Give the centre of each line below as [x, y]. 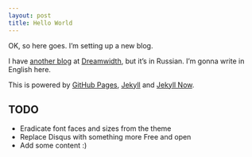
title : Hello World [41, 23]
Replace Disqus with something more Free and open [105, 137]
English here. [30, 69]
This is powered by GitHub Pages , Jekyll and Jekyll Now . [101, 85]
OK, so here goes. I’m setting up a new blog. [81, 45]
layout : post [30, 15]
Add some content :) [53, 146]
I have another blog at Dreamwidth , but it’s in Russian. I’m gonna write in [126, 61]
